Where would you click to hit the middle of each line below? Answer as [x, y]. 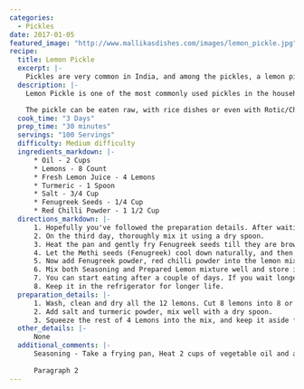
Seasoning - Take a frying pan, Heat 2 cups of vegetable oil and [161, 354]
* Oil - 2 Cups [62, 160]
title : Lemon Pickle [56, 60]
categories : [32, 18]
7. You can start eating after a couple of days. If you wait [153, 278]
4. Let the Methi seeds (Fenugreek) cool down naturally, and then [163, 253]
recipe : [24, 52]
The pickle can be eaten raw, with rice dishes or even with [143, 109]
